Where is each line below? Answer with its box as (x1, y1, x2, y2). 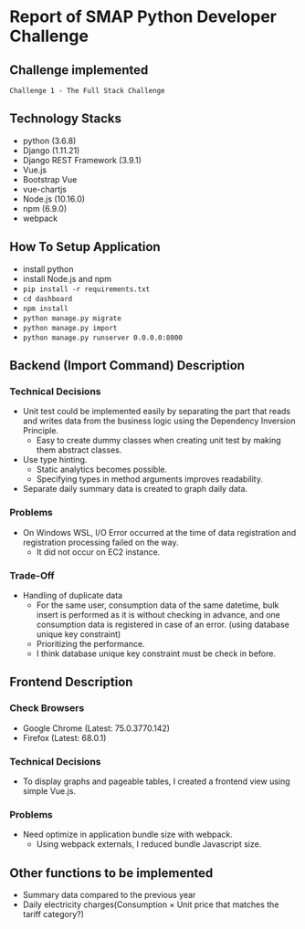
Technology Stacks (9, 111, 121, 127)
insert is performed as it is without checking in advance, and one (36, 609, 280, 620)
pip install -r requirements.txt (22, 285, 151, 294)
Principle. (22, 425, 59, 436)
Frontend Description (9, 674, 133, 690)
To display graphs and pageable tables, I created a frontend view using (22, 776, 290, 787)
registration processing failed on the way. (22, 537, 180, 548)
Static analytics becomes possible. (36, 464, 167, 475)
